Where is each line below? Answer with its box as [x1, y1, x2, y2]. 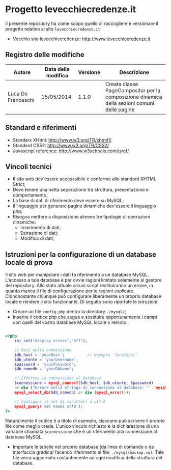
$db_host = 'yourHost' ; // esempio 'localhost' [14, 352, 138, 357]
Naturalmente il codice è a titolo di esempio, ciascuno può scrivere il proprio [5, 418, 165, 424]
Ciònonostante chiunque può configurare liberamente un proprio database [5, 293, 161, 299]
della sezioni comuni [105, 99, 154, 106]
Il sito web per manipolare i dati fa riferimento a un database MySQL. [5, 271, 149, 278]
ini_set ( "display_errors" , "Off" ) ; [14, 339, 88, 344]
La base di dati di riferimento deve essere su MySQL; [12, 198, 124, 204]
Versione [78, 69, 101, 76]
